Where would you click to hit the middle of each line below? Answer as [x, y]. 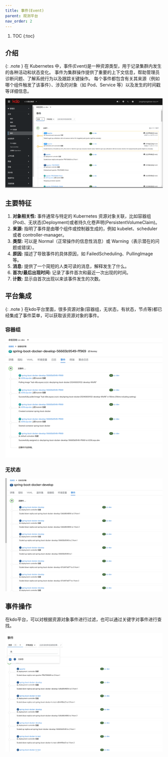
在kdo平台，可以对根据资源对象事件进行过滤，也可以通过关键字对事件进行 [81, 620]
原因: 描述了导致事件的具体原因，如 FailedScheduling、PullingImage [83, 254]
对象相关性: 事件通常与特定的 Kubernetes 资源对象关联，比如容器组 [82, 216]
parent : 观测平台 [22, 16]
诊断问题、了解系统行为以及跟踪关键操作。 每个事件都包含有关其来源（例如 [82, 79]
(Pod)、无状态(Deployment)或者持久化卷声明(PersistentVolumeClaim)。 [86, 222]
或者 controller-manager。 [39, 235]
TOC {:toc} [23, 36]
